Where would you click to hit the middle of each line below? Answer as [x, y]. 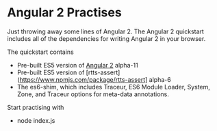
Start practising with [36, 107]
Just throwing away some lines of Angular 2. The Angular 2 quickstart [105, 31]
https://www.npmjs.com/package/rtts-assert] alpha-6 [95, 79]
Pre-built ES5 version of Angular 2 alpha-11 [77, 65]
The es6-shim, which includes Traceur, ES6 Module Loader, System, [114, 87]
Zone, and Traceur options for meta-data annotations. [93, 94]
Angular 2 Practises [64, 13]
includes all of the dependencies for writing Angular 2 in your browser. [106, 38]
